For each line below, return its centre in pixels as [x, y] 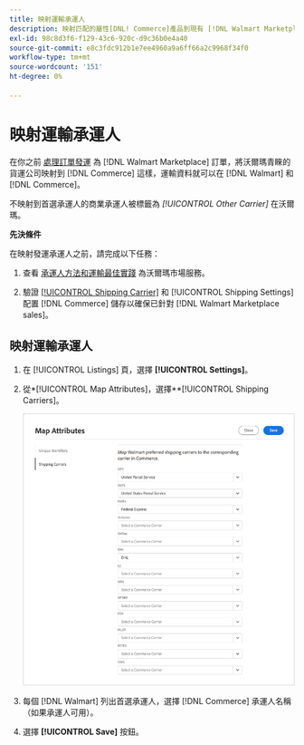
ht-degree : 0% [36, 77]
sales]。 [38, 314]
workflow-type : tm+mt [50, 58]
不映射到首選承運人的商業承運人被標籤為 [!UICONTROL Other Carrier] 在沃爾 [152, 203]
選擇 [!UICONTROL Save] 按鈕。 [83, 731]
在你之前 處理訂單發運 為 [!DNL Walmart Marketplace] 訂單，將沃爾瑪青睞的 [150, 161]
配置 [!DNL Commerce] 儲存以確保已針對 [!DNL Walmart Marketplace [151, 303]
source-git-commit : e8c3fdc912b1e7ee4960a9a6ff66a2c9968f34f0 [129, 48]
